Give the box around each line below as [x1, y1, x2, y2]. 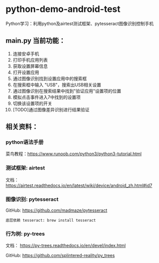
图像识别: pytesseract [5, 195, 59, 202]
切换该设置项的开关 [12, 100, 53, 106]
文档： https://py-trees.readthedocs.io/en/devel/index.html [5, 243, 126, 249]
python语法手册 [5, 139, 44, 146]
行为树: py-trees [5, 230, 45, 237]
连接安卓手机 [12, 51, 39, 57]
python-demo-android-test [5, 3, 121, 15]
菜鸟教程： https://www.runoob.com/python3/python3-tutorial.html [5, 151, 142, 157]
